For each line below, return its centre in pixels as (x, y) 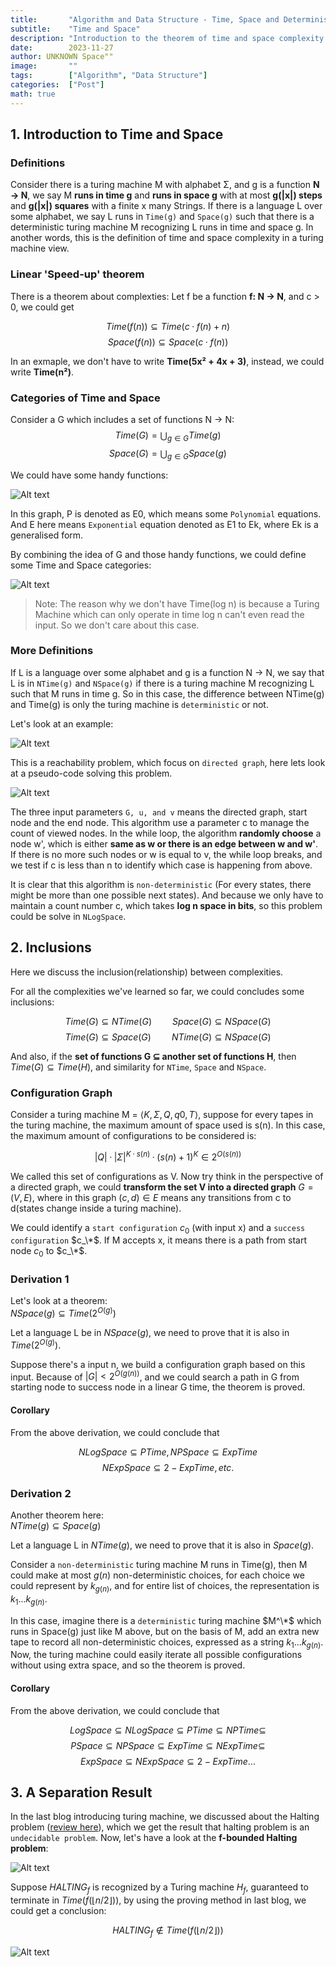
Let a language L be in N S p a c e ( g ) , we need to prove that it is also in (150, 1333)
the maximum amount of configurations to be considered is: (133, 1135)
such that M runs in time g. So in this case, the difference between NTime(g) (167, 693)
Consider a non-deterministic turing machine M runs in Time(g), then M (159, 1564)
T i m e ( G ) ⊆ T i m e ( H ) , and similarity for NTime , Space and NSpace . (138, 1067)
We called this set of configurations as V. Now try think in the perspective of (167, 1176)
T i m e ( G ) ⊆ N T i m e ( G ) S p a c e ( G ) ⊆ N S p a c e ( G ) (168, 1021)
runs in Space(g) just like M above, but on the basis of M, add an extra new (165, 1631)
